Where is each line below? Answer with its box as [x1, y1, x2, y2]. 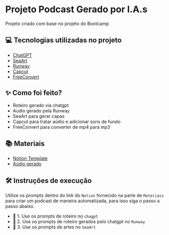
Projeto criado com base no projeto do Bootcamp [5, 20, 109, 27]
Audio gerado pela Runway [12, 107, 70, 113]
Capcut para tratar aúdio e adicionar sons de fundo [12, 119, 121, 125]
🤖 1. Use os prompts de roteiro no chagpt [12, 213, 98, 219]
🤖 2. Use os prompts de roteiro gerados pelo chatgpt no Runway [12, 219, 146, 225]
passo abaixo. [5, 203, 35, 209]
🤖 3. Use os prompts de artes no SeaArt [12, 224, 96, 230]
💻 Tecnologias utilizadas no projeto [5, 36, 122, 44]
